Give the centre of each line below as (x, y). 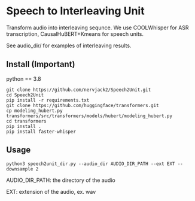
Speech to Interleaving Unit (75, 11)
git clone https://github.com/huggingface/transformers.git (83, 105)
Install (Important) (41, 64)
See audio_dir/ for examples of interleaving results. (69, 45)
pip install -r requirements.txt (48, 100)
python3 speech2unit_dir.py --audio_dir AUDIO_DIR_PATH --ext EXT (91, 164)
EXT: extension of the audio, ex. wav (51, 191)
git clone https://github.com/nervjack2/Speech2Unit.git (79, 90)
